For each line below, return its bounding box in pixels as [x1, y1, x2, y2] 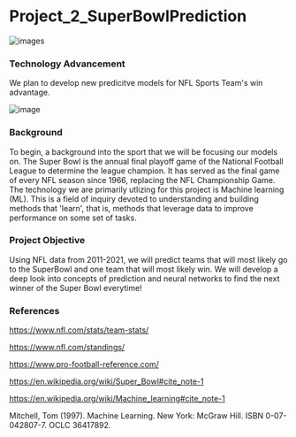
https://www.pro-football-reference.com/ [9, 359, 159, 370]
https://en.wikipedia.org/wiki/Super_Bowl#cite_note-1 [9, 376, 204, 387]
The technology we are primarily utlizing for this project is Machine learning [9, 184, 285, 195]
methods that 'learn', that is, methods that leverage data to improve [9, 203, 254, 213]
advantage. [9, 87, 50, 98]
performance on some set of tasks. [9, 212, 137, 223]
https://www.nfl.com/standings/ [9, 342, 125, 353]
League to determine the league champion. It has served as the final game [9, 165, 280, 176]
